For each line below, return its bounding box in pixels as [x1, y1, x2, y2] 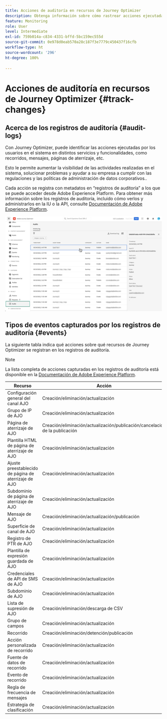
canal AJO [7, 401, 29, 407]
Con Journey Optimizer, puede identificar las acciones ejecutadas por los [5, 144, 156, 150]
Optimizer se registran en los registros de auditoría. [5, 347, 110, 353]
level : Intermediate [5, 29, 48, 34]
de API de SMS [7, 575, 38, 581]
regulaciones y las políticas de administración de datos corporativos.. [5, 175, 148, 181]
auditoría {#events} [5, 328, 67, 337]
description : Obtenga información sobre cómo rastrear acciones [5, 13, 141, 18]
